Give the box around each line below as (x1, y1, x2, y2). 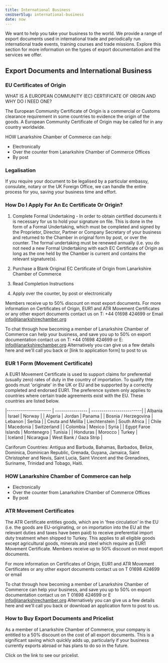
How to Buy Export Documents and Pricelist (5, 615, 114, 622)
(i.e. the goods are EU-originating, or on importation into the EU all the (5, 524, 150, 530)
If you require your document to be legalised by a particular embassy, (5, 178, 149, 184)
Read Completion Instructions (12, 280, 74, 287)
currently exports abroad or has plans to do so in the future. (5, 642, 129, 648)
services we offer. (5, 52, 43, 58)
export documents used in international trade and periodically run (5, 36, 141, 42)
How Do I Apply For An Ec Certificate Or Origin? (5, 202, 123, 209)
